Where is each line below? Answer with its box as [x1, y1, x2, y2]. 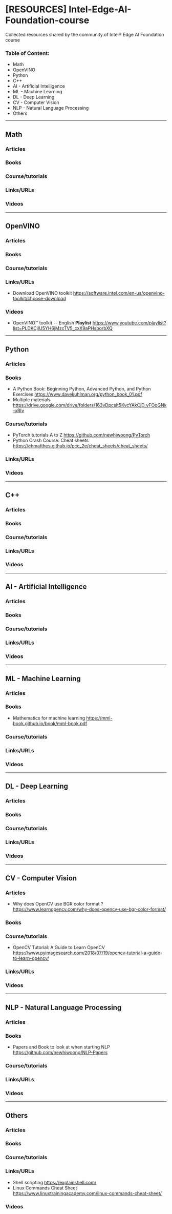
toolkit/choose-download [12, 296, 66, 302]
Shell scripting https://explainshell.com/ [12, 1179, 97, 1185]
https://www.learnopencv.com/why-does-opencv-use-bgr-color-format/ [12, 906, 166, 913]
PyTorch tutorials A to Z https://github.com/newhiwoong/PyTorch [12, 432, 150, 438]
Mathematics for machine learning [12, 715, 85, 721]
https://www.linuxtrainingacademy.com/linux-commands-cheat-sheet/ [12, 1190, 162, 1196]
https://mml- [86, 715, 113, 721]
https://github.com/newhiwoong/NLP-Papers [12, 1050, 108, 1056]
